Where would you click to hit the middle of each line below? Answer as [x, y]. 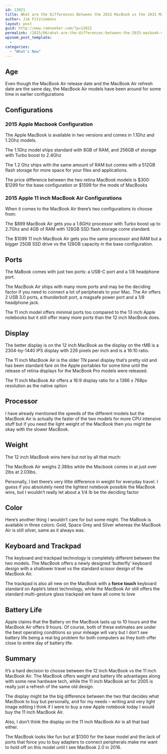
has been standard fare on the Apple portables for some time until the [77, 365]
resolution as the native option [36, 385]
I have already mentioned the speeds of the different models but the [75, 413]
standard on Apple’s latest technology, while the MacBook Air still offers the [83, 589]
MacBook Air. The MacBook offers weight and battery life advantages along [83, 676]
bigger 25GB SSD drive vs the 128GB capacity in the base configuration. [79, 244]
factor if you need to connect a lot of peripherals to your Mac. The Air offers [83, 292]
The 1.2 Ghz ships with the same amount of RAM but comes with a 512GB [80, 165]
